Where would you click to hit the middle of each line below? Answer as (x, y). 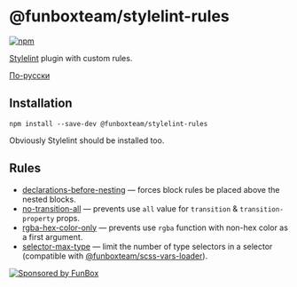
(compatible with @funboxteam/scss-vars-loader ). (115, 256)
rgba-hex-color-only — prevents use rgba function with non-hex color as (155, 227)
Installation (41, 104)
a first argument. (52, 236)
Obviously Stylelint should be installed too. (87, 140)
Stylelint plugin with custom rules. (71, 58)
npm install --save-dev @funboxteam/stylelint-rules (109, 124)
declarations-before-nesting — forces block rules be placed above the (151, 189)
